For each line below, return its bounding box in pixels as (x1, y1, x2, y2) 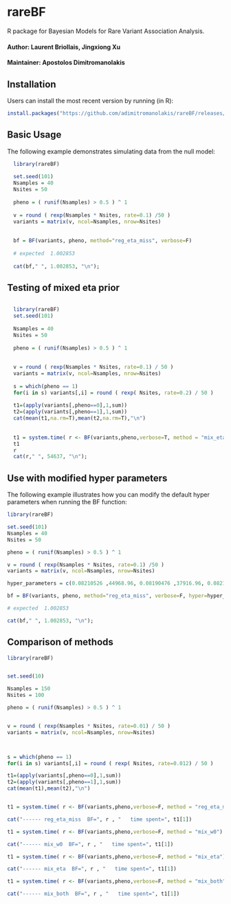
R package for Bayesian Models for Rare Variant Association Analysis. (7, 27, 205, 35)
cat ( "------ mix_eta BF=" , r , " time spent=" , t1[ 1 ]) (7, 865, 177, 872)
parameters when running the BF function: (7, 498, 127, 506)
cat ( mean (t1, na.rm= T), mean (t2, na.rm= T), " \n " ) (13, 415, 146, 422)
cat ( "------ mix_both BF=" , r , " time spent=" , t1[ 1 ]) (7, 890, 180, 898)
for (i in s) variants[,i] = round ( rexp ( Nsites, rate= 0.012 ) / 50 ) (7, 760, 214, 767)
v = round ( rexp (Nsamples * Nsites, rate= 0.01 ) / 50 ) (7, 722, 170, 729)
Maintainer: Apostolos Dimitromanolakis (7, 58, 125, 67)
